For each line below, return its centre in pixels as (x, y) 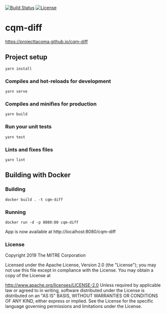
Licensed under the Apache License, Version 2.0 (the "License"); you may (81, 265)
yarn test (15, 137)
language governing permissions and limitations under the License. (74, 307)
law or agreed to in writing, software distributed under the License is (75, 291)
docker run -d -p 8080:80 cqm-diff (42, 222)
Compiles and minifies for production (51, 104)
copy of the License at (28, 276)
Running (16, 212)
